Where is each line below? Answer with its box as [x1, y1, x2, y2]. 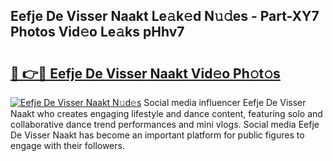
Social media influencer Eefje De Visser [143, 97, 307, 108]
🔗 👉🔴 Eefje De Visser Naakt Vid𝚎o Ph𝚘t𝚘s [10, 65, 281, 82]
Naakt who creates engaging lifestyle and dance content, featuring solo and [10, 108, 323, 119]
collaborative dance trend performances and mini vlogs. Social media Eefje [10, 119, 320, 130]
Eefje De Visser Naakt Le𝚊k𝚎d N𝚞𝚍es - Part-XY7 [10, 8, 320, 25]
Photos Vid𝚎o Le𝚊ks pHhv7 [10, 24, 185, 41]
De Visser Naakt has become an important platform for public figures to [10, 129, 305, 141]
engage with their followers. [10, 140, 125, 151]
